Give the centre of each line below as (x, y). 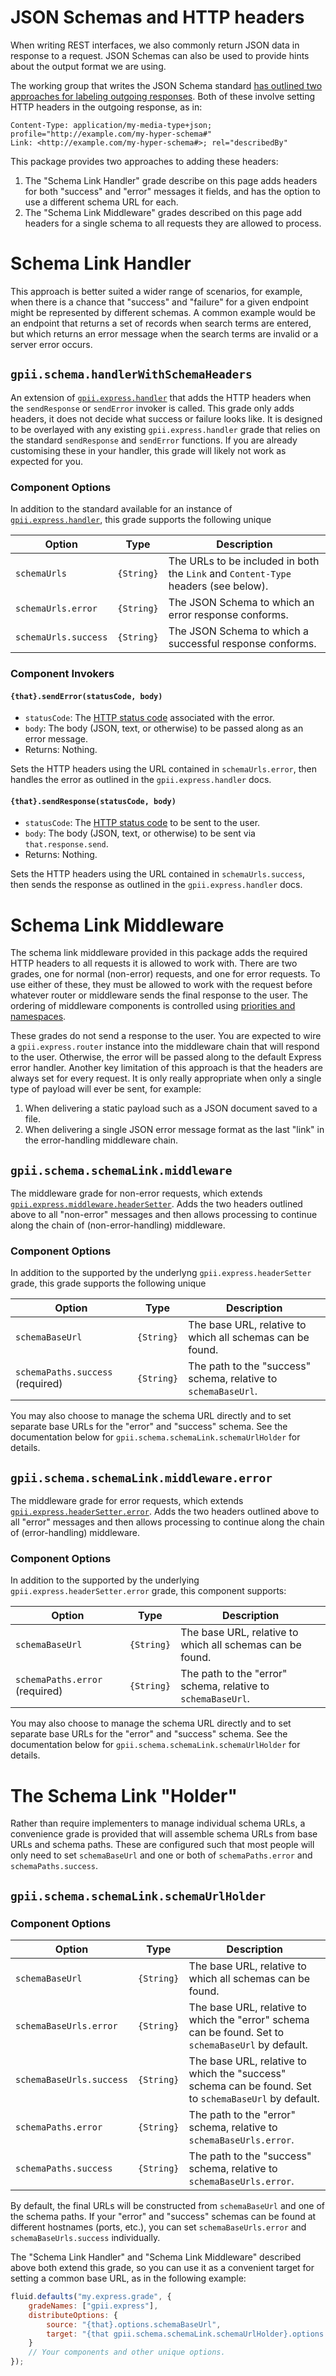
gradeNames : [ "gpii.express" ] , (93, 2306)
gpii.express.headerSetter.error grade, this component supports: (148, 1591)
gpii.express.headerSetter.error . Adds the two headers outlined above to (165, 1512)
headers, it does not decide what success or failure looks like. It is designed (166, 418)
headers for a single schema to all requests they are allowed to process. (173, 223)
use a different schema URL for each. (101, 202)
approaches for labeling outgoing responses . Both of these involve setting (163, 96)
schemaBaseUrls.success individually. (85, 2238)
